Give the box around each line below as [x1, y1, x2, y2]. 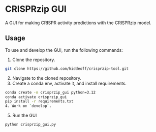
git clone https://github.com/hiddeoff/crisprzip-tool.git [5, 66, 129, 71]
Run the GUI [12, 112, 37, 119]
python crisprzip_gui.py [5, 122, 56, 127]
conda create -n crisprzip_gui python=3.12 [5, 90, 96, 95]
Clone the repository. [12, 57, 55, 63]
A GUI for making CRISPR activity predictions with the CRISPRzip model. [5, 20, 152, 26]
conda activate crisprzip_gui [5, 95, 67, 99]
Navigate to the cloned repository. [12, 75, 82, 81]
